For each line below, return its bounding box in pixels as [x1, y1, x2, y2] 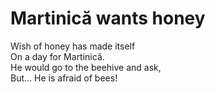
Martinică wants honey [10, 7, 206, 30]
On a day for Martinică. [10, 50, 105, 62]
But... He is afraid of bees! [10, 72, 118, 84]
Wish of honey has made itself [10, 40, 136, 52]
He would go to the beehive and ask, [10, 61, 162, 73]
